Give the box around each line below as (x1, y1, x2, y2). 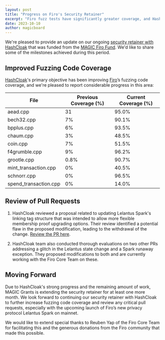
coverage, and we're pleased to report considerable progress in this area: (5, 82, 154, 88)
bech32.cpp (7, 116, 36, 123)
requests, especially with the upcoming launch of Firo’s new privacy (5, 305, 142, 310)
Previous (77, 94, 98, 101)
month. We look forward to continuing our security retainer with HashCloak (5, 294, 157, 300)
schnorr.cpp (7, 172, 36, 179)
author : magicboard (5, 26, 45, 31)
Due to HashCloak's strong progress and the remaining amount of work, (5, 284, 151, 290)
